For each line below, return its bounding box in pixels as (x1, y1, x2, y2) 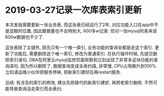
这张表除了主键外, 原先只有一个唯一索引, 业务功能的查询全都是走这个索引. (5, 44, 154, 50)
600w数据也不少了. (5, 34, 44, 40)
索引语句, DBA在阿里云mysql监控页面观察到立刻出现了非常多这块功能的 (9, 57, 154, 63)
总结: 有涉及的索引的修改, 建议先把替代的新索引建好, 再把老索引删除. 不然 (5, 79, 153, 85)
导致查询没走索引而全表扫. (9, 86, 63, 92)
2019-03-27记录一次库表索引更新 (5, 4, 142, 16)
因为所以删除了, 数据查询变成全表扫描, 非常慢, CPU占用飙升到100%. (20, 63, 158, 69)
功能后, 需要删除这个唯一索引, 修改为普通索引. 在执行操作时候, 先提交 (13, 50, 153, 57)
